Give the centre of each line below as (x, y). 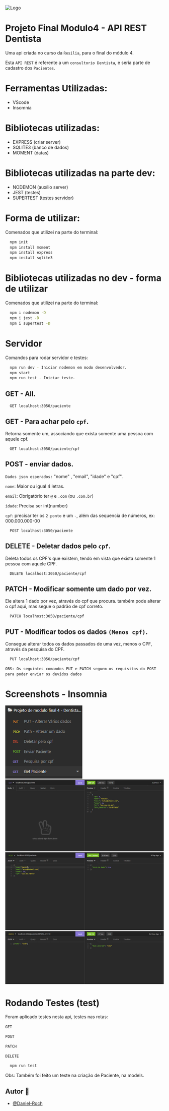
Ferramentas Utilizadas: (56, 89)
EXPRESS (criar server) (37, 142)
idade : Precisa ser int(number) (36, 506)
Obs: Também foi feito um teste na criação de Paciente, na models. (75, 1075)
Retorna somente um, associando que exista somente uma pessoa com (79, 433)
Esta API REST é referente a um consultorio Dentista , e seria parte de (78, 63)
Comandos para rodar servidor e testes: (47, 358)
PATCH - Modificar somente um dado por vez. (78, 589)
